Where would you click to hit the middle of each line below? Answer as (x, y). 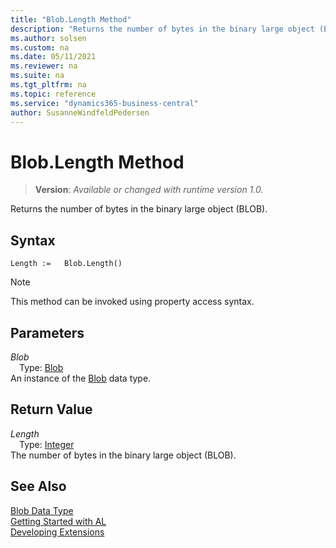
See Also (38, 486)
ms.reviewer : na (44, 66)
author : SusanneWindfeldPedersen (80, 112)
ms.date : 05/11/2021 (53, 57)
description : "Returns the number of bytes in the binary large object (162, 29)
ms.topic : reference (53, 94)
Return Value (51, 409)
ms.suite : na (37, 76)
